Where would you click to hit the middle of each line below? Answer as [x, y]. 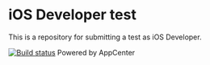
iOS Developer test [73, 15]
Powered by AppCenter [96, 52]
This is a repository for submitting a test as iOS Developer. [105, 37]
